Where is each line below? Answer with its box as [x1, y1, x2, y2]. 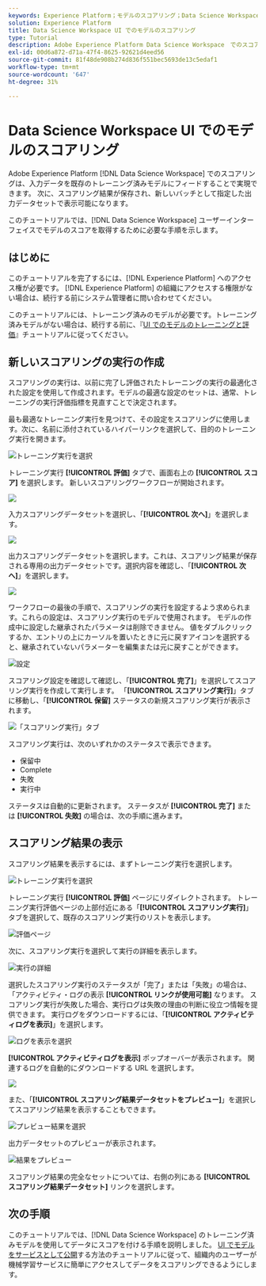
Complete [19, 765, 52, 775]
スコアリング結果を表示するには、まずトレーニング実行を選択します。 [8, 859, 237, 868]
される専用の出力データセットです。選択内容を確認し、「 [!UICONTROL [8, 561, 237, 570]
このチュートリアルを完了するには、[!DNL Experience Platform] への [8, 273, 232, 283]
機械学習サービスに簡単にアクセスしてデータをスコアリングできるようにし [8, 1259, 251, 1269]
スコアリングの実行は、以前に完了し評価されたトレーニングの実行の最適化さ [8, 378, 258, 387]
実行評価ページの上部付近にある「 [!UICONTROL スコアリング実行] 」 [28, 902, 253, 912]
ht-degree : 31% [8, 78, 59, 86]
